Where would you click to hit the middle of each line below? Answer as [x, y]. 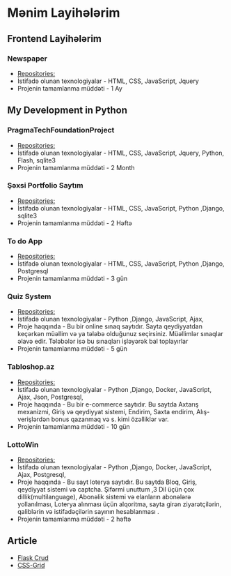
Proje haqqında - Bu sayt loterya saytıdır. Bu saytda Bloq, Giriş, [107, 482]
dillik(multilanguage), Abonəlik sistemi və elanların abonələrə [104, 497]
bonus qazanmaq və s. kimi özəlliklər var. [110, 419]
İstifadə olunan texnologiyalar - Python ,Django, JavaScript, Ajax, [110, 319]
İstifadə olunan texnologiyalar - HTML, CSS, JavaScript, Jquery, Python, [121, 153]
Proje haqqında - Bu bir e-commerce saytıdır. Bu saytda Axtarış [108, 404]
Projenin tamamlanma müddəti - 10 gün [73, 426]
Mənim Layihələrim [64, 13]
